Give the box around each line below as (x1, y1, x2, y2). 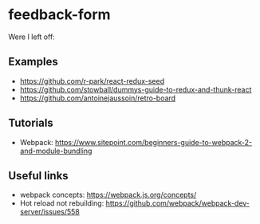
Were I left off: (8, 32, 56, 41)
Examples (8, 55, 58, 69)
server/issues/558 (19, 207, 80, 217)
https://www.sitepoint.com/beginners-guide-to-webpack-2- (54, 137, 253, 147)
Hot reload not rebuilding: (19, 198, 104, 208)
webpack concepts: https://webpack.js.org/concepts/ (19, 190, 197, 200)
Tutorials (8, 116, 53, 130)
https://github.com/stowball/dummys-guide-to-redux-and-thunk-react (19, 84, 252, 94)
